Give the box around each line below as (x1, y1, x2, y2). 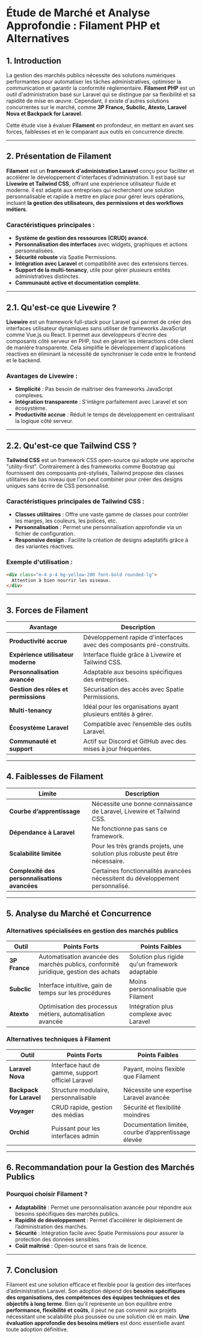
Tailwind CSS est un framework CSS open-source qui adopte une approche (6, 457, 194, 464)
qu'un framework (129, 960, 179, 968)
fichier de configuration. (14, 530, 75, 538)
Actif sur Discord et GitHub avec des (83, 737, 186, 745)
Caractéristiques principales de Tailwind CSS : (6, 497, 145, 506)
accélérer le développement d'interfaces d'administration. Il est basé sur (6, 174, 186, 181)
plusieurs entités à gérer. (83, 710, 153, 718)
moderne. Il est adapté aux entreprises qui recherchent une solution (6, 186, 174, 193)
